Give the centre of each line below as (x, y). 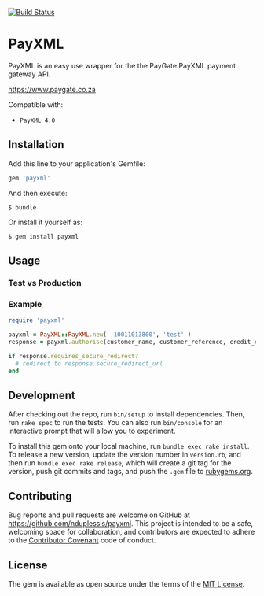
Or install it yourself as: (45, 222)
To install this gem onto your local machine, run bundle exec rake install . (129, 446)
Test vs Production (45, 283)
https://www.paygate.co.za (52, 89)
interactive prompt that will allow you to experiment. (92, 431)
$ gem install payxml (44, 236)
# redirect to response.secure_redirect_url (89, 363)
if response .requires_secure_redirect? (73, 356)
